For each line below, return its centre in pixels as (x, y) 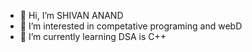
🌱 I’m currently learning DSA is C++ (93, 36)
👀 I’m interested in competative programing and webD (131, 26)
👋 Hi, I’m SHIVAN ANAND (71, 15)
